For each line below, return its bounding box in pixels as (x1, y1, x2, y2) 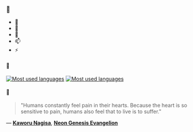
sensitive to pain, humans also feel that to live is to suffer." (20, 108, 162, 115)
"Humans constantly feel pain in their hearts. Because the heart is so (20, 101, 187, 109)
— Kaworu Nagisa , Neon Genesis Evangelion (6, 119, 118, 126)
